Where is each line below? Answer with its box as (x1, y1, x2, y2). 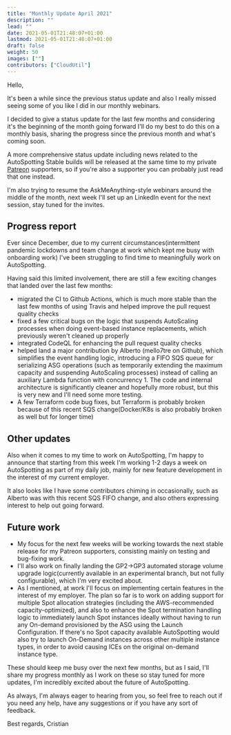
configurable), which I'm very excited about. (17, 577, 143, 585)
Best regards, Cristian (7, 720, 69, 728)
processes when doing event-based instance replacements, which (17, 325, 207, 333)
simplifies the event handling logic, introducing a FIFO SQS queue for (17, 354, 214, 362)
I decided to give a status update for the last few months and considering (7, 115, 215, 123)
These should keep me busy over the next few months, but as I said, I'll (7, 664, 209, 672)
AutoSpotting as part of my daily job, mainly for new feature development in (7, 466, 223, 474)
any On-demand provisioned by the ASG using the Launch (17, 621, 183, 629)
